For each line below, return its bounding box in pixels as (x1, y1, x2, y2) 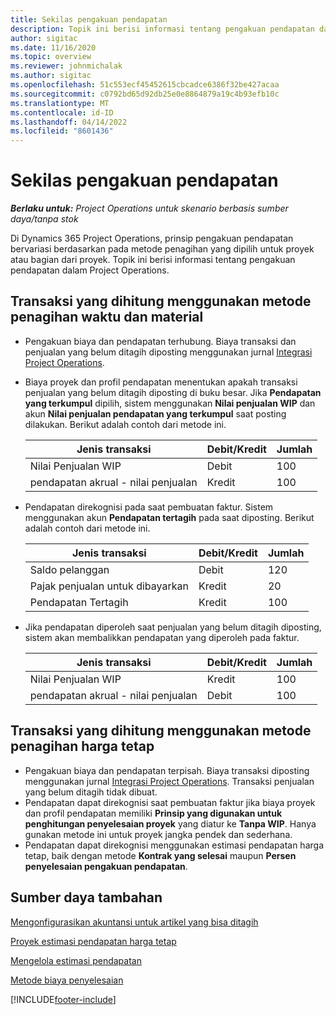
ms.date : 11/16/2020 (10, 42, 97, 53)
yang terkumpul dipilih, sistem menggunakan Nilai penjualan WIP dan (24, 397, 316, 409)
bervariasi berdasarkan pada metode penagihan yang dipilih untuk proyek (10, 243, 315, 255)
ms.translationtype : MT (10, 98, 110, 108)
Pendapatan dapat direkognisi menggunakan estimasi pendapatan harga (24, 839, 324, 851)
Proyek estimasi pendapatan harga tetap (10, 935, 177, 947)
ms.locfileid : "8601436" (10, 126, 114, 136)
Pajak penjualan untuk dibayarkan (29, 579, 189, 593)
